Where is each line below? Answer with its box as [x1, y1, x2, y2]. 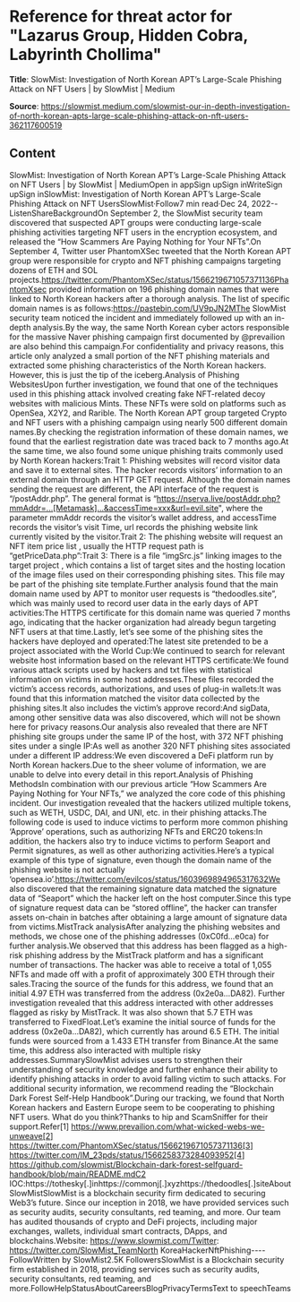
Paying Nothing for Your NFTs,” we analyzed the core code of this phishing [9, 788, 286, 799]
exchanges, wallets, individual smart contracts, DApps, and [9, 1225, 227, 1237]
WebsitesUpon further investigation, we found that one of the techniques [9, 379, 279, 390]
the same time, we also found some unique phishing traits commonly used [9, 445, 284, 456]
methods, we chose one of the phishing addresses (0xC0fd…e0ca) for [9, 930, 270, 941]
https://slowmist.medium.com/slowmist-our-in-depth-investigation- [40, 100, 291, 111]
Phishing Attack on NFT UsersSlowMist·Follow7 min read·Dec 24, [9, 198, 250, 209]
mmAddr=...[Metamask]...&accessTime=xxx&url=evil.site [9, 502, 219, 513]
